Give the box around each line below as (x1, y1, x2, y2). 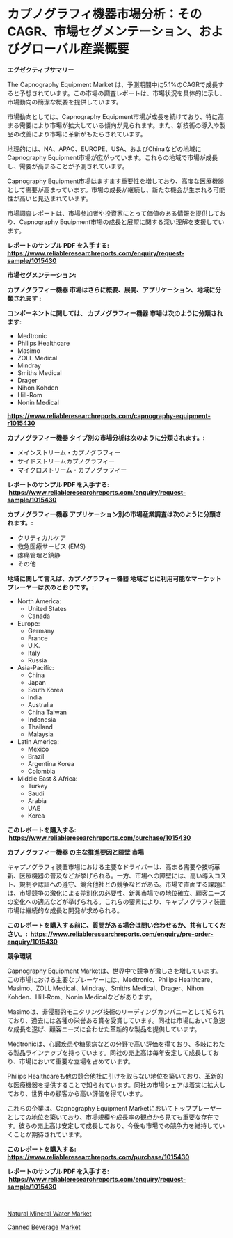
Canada (27, 612, 51, 620)
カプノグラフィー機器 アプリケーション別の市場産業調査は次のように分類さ (7, 509, 222, 518)
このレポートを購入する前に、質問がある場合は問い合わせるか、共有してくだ (7, 921, 226, 929)
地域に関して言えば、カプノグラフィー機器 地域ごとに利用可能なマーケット (7, 574, 222, 582)
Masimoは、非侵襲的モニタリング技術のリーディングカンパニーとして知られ (7, 1007, 225, 1016)
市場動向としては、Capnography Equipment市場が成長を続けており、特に (7, 112, 218, 120)
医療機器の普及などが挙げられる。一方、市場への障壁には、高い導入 (19, 871, 214, 880)
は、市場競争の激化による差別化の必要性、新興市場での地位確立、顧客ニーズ (7, 889, 226, 897)
